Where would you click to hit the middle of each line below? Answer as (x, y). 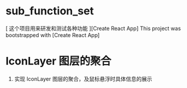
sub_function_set (50, 11)
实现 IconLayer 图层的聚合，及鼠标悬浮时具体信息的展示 (83, 78)
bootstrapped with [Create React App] (53, 35)
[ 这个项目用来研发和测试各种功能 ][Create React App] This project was (93, 28)
